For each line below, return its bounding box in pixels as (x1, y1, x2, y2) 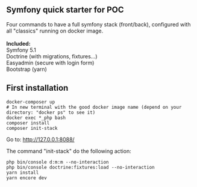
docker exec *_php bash (6, 114, 66, 121)
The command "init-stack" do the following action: (6, 147, 131, 155)
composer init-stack (6, 125, 58, 131)
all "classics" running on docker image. (6, 27, 104, 34)
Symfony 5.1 (6, 46, 36, 54)
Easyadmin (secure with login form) (6, 59, 95, 66)
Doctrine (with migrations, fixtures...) (6, 52, 98, 60)
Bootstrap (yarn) (6, 66, 47, 73)
